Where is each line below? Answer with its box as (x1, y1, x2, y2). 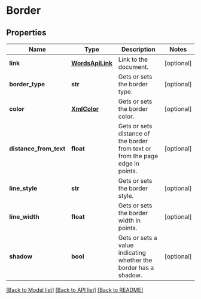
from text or (118, 144, 151, 153)
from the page (118, 152, 159, 160)
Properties (6, 28, 47, 38)
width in (118, 216, 141, 225)
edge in (118, 159, 139, 168)
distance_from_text (9, 144, 66, 153)
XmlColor (71, 105, 99, 113)
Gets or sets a (118, 234, 157, 241)
